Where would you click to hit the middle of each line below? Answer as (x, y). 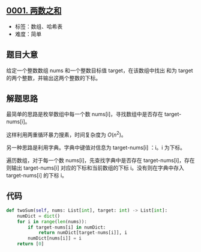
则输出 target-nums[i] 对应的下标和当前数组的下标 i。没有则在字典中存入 (95, 168)
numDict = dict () (39, 216)
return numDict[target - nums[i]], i (83, 233)
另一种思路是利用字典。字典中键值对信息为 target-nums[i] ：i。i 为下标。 (96, 148)
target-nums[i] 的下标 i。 (37, 176)
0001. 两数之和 (34, 11)
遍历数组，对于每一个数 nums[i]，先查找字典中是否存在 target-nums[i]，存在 (100, 161)
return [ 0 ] (31, 244)
